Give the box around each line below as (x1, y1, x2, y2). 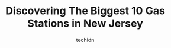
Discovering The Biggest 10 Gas (5, 4, 165, 18)
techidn (76, 36, 95, 43)
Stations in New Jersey (27, 17, 144, 30)
